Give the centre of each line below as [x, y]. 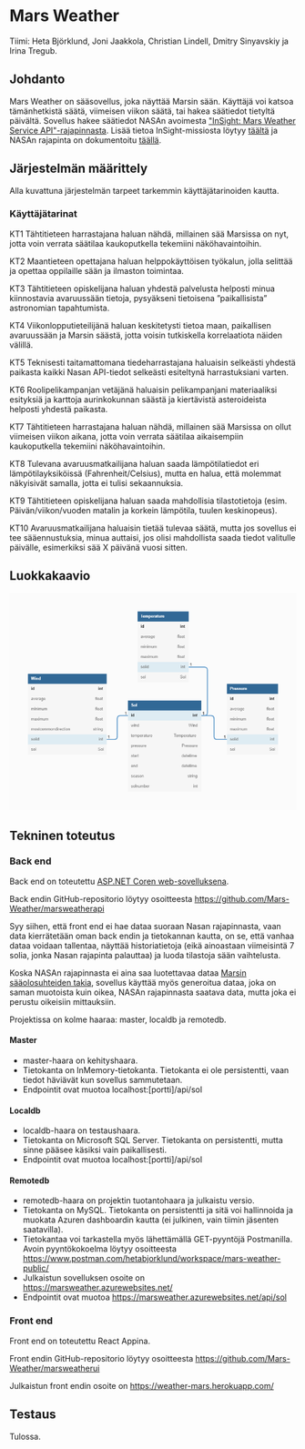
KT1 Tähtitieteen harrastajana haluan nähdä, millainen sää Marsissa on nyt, [149, 234]
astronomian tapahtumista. [60, 308]
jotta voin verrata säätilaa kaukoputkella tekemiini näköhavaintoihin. [136, 243]
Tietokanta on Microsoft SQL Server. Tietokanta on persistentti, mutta [153, 1140]
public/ [36, 1268]
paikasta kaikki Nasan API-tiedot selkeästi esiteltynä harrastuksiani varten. [149, 372]
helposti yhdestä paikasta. [59, 409]
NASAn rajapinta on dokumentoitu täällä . [86, 140]
